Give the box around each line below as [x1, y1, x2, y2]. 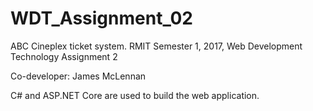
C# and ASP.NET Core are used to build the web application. [10, 89, 260, 101]
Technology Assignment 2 [10, 50, 118, 62]
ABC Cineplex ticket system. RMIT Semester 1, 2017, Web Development [10, 40, 303, 52]
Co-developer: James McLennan [10, 70, 147, 82]
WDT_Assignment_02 [10, 7, 193, 30]
